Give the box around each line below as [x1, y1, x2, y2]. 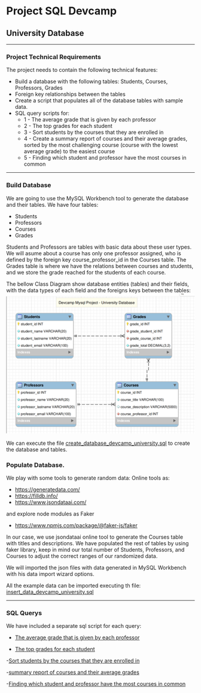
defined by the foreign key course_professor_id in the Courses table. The [6, 256, 187, 263]
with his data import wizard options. [6, 570, 95, 578]
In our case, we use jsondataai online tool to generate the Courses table [6, 533, 184, 541]
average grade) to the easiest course [23, 148, 115, 155]
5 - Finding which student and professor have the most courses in [23, 154, 187, 161]
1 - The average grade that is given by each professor [23, 116, 157, 123]
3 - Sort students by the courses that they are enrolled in [23, 129, 164, 136]
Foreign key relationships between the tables [14, 91, 126, 98]
